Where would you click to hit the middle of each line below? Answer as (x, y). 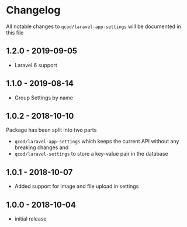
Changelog (33, 10)
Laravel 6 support (36, 65)
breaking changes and (41, 147)
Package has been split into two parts (51, 130)
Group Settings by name (44, 98)
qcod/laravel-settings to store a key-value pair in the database (91, 154)
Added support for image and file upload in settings (77, 186)
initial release (30, 219)
